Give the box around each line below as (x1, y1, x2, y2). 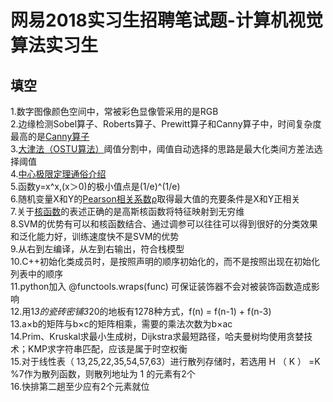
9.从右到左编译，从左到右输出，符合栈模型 (10, 243, 185, 255)
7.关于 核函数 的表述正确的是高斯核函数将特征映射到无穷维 (10, 206, 245, 217)
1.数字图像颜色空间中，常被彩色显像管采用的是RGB (10, 106, 219, 117)
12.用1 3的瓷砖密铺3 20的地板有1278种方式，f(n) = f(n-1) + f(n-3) (10, 306, 272, 317)
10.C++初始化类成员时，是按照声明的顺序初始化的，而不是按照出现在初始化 (10, 256, 320, 267)
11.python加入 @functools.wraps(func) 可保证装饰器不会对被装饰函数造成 (10, 281, 312, 292)
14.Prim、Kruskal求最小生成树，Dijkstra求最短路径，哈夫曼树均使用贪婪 (10, 331, 305, 342)
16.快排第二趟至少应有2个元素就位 (10, 381, 150, 392)
